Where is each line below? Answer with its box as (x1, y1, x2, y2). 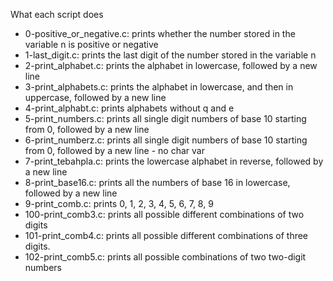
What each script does (10, 9, 104, 20)
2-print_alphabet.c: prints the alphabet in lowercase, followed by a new (24, 60, 318, 71)
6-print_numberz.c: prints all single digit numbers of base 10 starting (24, 134, 308, 146)
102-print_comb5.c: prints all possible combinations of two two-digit (24, 251, 307, 263)
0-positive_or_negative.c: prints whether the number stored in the (24, 28, 296, 39)
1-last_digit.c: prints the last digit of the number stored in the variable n (24, 49, 317, 61)
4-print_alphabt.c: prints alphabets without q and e (24, 102, 235, 114)
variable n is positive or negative (24, 39, 159, 50)
